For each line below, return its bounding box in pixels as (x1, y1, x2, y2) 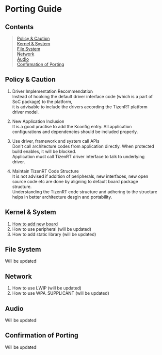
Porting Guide (5, 3, 62, 15)
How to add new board (12, 221, 58, 227)
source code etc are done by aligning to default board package (12, 178, 138, 184)
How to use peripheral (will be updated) (12, 226, 92, 232)
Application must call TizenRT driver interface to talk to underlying (12, 153, 145, 159)
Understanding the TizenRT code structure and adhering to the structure (12, 188, 158, 195)
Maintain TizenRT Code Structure (12, 168, 79, 174)
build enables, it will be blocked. (12, 148, 77, 154)
